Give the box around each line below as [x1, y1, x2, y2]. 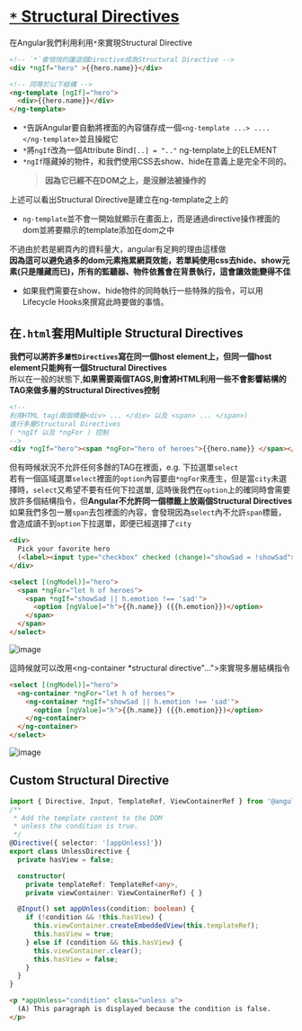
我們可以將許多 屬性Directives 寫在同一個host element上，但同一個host [9, 351, 272, 362]
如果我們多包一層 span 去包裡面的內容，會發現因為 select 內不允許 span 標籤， [9, 507, 287, 518]
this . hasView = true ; [32, 929, 115, 939]
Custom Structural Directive [9, 773, 170, 788]
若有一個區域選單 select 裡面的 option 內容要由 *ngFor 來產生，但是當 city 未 [9, 473, 280, 484]
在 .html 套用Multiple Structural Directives [9, 326, 244, 341]
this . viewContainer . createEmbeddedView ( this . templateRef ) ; [32, 921, 259, 930]
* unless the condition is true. [13, 821, 139, 831]
